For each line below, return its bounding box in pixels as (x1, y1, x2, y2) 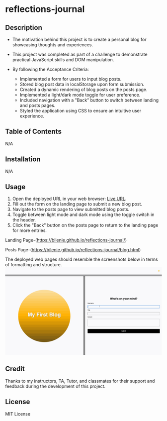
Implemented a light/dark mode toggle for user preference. (19, 92, 141, 98)
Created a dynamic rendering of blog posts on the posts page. (19, 87, 148, 93)
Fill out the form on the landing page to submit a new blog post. (12, 201, 143, 207)
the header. (12, 217, 36, 223)
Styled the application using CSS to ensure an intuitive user (19, 108, 142, 113)
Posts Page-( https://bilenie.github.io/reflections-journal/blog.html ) (5, 247, 141, 253)
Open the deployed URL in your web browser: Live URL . (12, 196, 127, 202)
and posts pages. (19, 103, 56, 108)
